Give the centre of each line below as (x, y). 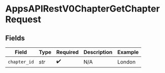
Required (67, 52)
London (127, 62)
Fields (15, 38)
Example (128, 52)
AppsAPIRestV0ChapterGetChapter (82, 9)
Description (98, 52)
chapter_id (21, 62)
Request (23, 19)
